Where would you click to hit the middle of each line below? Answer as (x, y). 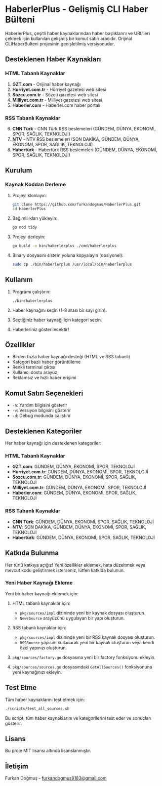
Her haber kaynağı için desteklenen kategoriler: (53, 443)
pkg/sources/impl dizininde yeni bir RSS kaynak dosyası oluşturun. (87, 637)
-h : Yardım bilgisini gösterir (40, 405)
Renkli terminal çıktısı (34, 367)
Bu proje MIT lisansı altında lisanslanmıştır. (48, 751)
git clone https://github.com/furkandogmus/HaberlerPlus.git (77, 204)
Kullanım (19, 280)
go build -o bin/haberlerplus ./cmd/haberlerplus (64, 246)
